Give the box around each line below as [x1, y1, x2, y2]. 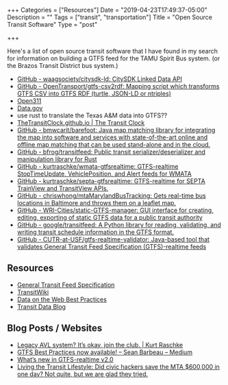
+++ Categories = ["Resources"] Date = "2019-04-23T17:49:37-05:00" [7, 6, 207, 14]
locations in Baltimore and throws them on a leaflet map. [16, 199, 177, 207]
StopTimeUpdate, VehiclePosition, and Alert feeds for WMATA [16, 170, 192, 178]
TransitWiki [16, 288, 49, 296]
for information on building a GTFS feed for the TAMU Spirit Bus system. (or [7, 54, 220, 62]
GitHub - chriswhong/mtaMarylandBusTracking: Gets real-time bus [16, 191, 207, 200]
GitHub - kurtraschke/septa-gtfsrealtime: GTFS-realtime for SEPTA [16, 177, 205, 185]
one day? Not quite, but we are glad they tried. [16, 370, 149, 378]
